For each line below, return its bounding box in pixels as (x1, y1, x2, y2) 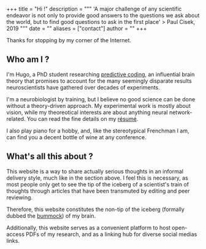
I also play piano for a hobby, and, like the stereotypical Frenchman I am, (6, 127, 189, 134)
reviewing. (6, 193, 32, 201)
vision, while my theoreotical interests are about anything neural (6, 109, 168, 116)
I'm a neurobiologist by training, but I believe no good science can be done (6, 95, 196, 103)
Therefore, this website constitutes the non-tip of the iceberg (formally (6, 205, 185, 213)
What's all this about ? (6, 151, 94, 162)
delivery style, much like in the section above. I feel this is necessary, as (6, 174, 188, 182)
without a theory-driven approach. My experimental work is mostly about (6, 102, 191, 109)
